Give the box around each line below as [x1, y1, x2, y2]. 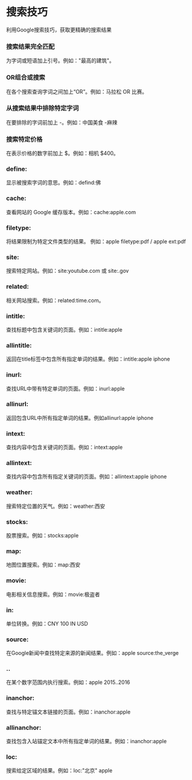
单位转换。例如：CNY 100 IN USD [6, 620, 89, 627]
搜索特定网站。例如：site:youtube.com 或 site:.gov [6, 268, 129, 275]
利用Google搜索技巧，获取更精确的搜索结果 [6, 26, 112, 33]
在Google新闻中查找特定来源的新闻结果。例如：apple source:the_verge [6, 650, 179, 657]
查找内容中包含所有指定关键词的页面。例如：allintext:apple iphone [6, 473, 167, 480]
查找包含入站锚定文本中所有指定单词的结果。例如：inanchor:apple [6, 738, 167, 745]
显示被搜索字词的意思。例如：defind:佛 [6, 179, 102, 186]
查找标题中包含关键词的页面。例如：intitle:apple [6, 326, 123, 333]
